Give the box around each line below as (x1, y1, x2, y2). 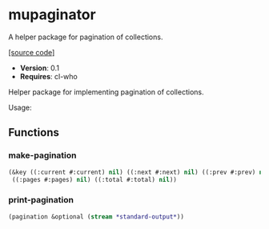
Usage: (8, 102, 32, 112)
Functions (8, 126, 60, 139)
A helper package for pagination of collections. (8, 32, 163, 42)
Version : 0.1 (19, 62, 60, 73)
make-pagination (8, 150, 78, 161)
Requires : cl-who (19, 71, 78, 81)
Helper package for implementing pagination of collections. (8, 86, 204, 97)
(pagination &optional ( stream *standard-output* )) (8, 212, 184, 221)
